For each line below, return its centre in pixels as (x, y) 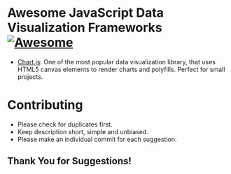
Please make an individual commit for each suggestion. (97, 139)
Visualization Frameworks (85, 28)
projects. (30, 77)
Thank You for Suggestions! (69, 161)
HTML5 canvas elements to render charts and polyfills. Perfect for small (121, 69)
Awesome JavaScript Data (86, 13)
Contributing (45, 105)
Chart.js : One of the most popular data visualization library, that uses (116, 61)
